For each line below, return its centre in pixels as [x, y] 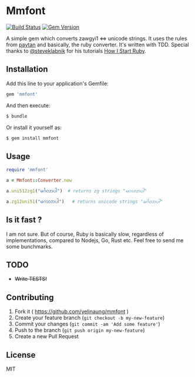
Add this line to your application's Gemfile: [57, 83]
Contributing [30, 297]
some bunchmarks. [29, 246]
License [21, 355]
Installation [27, 69]
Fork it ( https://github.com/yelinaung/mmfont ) [72, 311]
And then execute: [28, 105]
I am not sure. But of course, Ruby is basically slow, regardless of [85, 234]
